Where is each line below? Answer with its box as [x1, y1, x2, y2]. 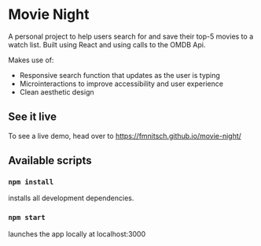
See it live [8, 110, 57, 124]
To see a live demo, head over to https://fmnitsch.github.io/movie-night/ [8, 131, 242, 140]
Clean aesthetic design [19, 87, 94, 96]
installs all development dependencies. [8, 193, 134, 203]
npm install [8, 177, 54, 187]
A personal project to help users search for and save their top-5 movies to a [8, 32, 254, 41]
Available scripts [8, 154, 92, 167]
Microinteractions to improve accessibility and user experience [19, 79, 224, 88]
